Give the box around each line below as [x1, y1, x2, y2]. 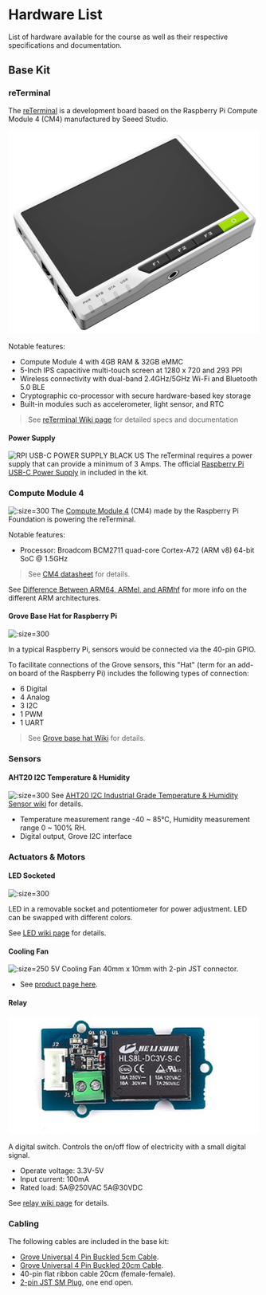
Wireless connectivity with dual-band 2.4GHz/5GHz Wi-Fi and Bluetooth [19, 374, 257, 384]
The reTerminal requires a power [146, 451, 253, 460]
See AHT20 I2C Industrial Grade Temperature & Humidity [51, 790, 239, 800]
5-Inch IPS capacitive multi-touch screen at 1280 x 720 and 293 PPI [19, 365, 243, 376]
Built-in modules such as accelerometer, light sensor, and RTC [19, 400, 225, 409]
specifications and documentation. [8, 40, 122, 49]
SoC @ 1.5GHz [19, 553, 68, 563]
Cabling [8, 1218, 40, 1230]
